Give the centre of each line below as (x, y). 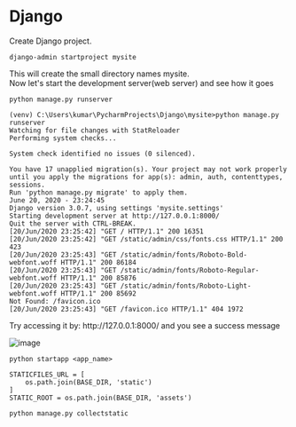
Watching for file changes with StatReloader (94, 130)
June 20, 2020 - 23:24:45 (57, 200)
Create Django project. (51, 41)
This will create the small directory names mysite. (100, 74)
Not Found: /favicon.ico (55, 301)
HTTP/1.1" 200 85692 (99, 293)
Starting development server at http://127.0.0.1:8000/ (114, 216)
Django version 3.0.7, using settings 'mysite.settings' (117, 208)
